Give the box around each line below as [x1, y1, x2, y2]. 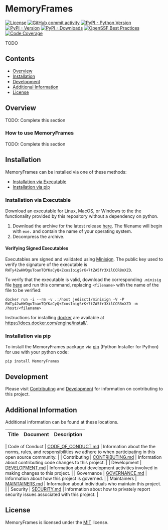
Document [23, 431, 49, 438]
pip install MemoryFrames [5, 359, 59, 364]
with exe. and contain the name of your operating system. [12, 228, 132, 234]
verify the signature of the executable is [5, 261, 88, 268]
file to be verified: [5, 287, 42, 294]
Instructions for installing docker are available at [5, 315, 104, 321]
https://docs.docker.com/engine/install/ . [5, 320, 88, 326]
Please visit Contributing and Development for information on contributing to [5, 386, 163, 392]
